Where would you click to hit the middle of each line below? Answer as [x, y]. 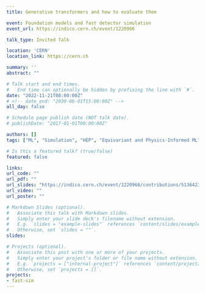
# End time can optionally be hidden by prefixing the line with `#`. [101, 90]
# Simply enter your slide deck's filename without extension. [91, 219]
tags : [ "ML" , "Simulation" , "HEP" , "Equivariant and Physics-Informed [98, 140]
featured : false [27, 157]
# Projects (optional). [37, 247]
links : [15, 168]
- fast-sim [20, 281]
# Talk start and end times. [43, 84]
